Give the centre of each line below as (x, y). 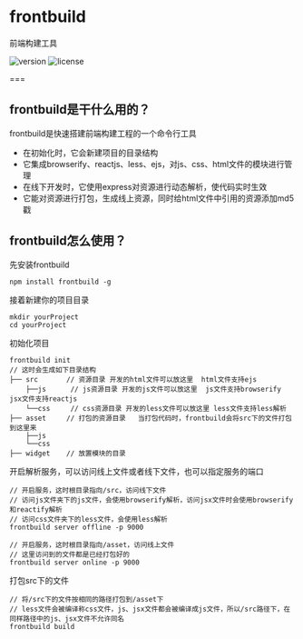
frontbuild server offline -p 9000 (77, 527)
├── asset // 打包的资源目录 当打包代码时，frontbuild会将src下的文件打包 (151, 418)
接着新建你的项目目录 (49, 300)
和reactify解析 (36, 509)
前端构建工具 (33, 43)
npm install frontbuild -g (60, 282)
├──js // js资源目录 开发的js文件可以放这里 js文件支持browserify (153, 389)
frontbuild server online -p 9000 (75, 562)
